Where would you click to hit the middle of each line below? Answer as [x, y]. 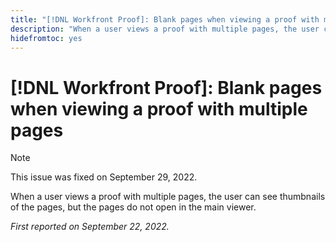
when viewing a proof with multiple [159, 108]
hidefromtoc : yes [46, 38]
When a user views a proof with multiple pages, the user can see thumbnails [168, 197]
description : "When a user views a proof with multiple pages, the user [165, 29]
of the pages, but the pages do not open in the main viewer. [133, 207]
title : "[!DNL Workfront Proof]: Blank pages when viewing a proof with [165, 19]
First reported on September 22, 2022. [90, 227]
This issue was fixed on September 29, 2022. [104, 177]
